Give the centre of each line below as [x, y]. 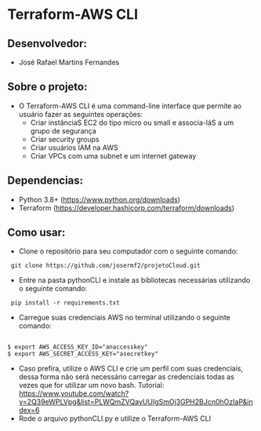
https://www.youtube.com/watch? [74, 393]
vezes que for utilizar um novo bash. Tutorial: [91, 385]
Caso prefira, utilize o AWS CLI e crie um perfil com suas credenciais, [131, 369]
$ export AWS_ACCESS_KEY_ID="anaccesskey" [78, 347]
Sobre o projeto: [47, 87]
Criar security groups [65, 139]
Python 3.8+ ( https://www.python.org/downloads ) [100, 199]
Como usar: [36, 233]
